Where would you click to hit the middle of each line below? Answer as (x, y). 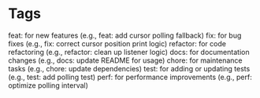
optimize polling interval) (48, 85)
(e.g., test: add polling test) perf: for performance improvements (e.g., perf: (130, 77)
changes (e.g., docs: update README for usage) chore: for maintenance (125, 60)
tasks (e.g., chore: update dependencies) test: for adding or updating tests (129, 68)
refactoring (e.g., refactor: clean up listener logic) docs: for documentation (129, 52)
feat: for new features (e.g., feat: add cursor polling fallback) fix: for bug (125, 35)
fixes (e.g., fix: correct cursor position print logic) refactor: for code (117, 43)
